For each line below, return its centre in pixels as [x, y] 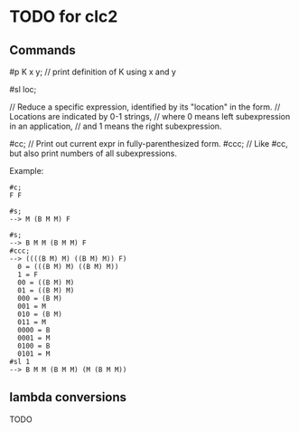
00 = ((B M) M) [46, 283]
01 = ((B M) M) [46, 291]
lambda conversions [68, 397]
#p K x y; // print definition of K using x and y [93, 72]
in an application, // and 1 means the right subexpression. [116, 126]
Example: [27, 171]
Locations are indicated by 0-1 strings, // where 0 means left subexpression [150, 116]
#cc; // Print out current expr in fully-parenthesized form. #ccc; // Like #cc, [149, 144]
